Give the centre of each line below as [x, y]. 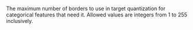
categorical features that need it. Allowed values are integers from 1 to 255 [97, 15]
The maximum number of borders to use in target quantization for [86, 9]
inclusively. [20, 21]
